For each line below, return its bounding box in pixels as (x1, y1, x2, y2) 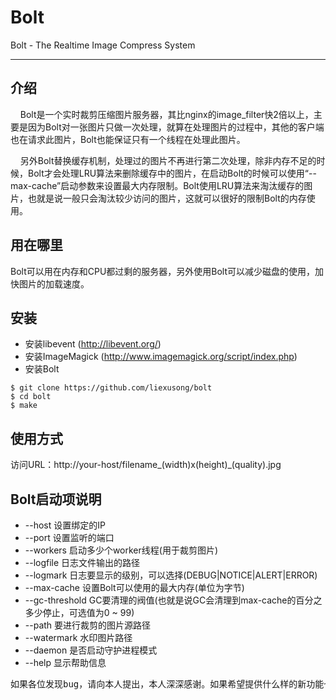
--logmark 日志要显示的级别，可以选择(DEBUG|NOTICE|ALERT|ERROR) (24, 569, 318, 581)
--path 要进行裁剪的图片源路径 (24, 619, 152, 631)
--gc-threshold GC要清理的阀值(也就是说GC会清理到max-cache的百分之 (24, 594, 323, 606)
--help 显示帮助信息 (24, 657, 107, 668)
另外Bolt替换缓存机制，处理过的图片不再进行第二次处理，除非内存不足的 (19, 154, 317, 166)
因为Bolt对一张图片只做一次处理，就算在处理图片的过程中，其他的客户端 (27, 121, 325, 133)
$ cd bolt (10, 392, 52, 402)
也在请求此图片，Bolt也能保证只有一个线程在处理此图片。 (10, 133, 246, 145)
